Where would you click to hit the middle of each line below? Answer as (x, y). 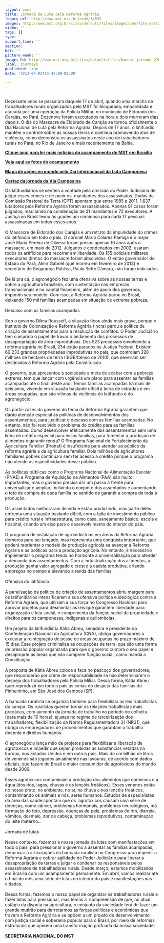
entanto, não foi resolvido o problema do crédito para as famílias (70, 425)
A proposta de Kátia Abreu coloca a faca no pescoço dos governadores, (78, 670)
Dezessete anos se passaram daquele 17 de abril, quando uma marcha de (79, 101)
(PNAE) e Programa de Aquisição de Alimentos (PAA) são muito (69, 477)
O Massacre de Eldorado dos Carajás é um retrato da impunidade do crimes (81, 232)
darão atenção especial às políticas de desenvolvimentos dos (67, 415)
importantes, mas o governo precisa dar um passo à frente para (69, 482)
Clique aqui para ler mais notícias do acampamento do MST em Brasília (79, 152)
